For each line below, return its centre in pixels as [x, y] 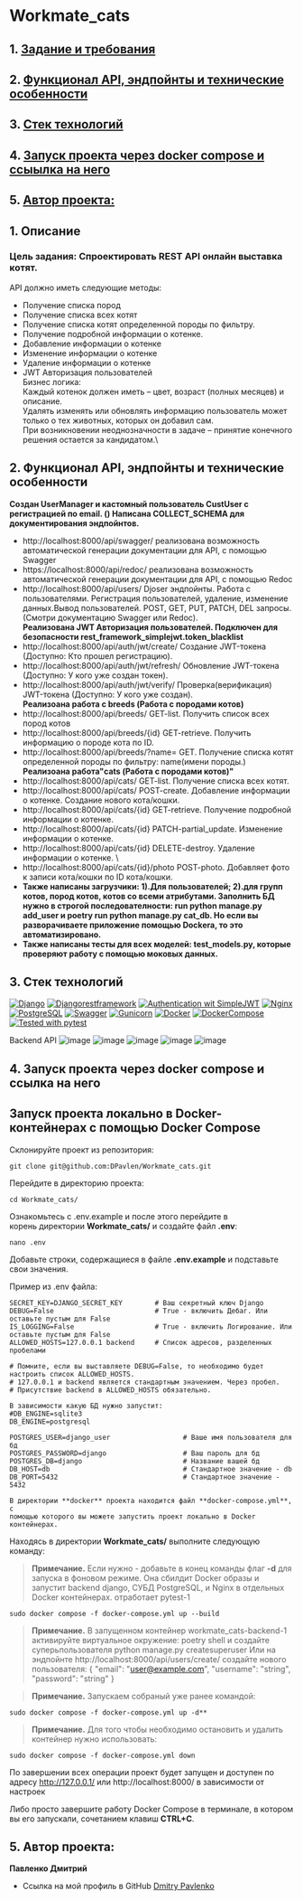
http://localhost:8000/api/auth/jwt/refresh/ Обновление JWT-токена [151, 665]
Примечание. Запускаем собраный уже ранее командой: [143, 1696]
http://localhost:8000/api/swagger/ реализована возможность [141, 541]
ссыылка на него [60, 169]
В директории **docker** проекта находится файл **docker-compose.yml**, [151, 1500]
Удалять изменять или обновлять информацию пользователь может [155, 410]
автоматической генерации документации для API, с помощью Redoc [157, 578]
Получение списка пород [72, 305]
